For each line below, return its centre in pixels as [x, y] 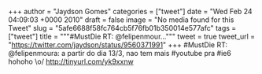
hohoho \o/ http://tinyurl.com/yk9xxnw [71, 61]
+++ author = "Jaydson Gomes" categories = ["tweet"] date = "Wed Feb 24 [131, 11]
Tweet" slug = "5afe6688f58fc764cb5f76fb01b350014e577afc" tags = [122, 28]
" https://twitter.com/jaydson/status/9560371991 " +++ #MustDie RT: [118, 45]
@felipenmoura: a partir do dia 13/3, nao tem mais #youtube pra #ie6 [120, 53]
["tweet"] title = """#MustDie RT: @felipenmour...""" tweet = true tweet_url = [132, 36]
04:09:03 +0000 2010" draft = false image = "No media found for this [121, 20]
